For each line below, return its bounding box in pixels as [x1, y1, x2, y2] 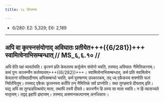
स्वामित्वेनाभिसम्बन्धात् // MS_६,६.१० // [5, 51, 100, 60]
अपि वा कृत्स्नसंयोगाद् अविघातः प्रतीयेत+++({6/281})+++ [5, 43, 145, 52]
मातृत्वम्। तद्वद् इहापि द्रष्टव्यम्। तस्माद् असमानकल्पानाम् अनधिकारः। [5, 91, 109, 98]
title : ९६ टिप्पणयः [5, 7, 38, 12]
